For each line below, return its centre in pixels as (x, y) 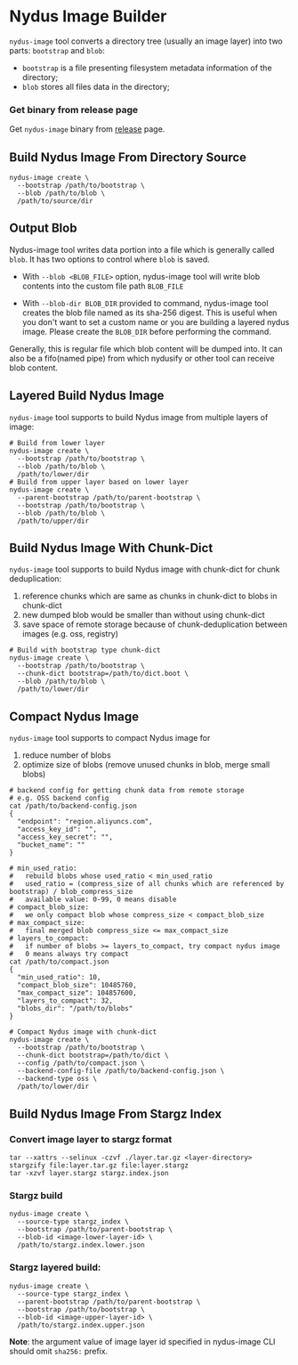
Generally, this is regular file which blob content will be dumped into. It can (146, 348)
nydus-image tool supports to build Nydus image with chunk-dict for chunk (145, 569)
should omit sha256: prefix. (59, 1351)
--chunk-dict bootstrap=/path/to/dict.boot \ (103, 674)
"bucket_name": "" (52, 845)
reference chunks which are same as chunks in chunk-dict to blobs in (149, 596)
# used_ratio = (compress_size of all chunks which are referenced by (147, 884)
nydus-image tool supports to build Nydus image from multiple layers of (139, 417)
